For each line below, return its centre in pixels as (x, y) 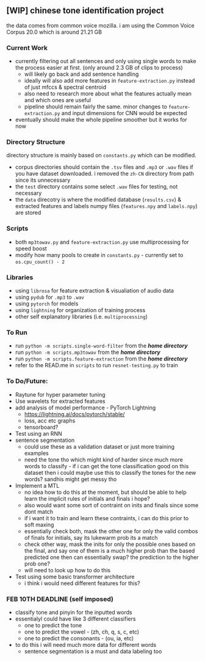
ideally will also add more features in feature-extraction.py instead (110, 81)
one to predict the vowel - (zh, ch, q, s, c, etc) (81, 632)
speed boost (31, 248)
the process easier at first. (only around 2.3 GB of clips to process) (99, 68)
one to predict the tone (53, 625)
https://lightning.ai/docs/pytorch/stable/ (74, 414)
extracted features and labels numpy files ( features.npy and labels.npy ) (106, 206)
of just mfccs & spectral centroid (65, 87)
